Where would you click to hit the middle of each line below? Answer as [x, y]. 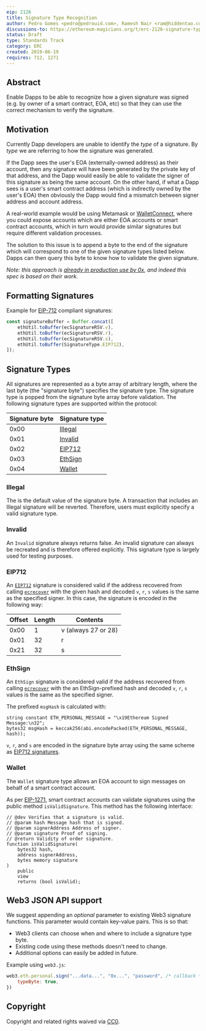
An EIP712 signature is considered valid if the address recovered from [94, 585]
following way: [25, 605]
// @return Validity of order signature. [60, 839]
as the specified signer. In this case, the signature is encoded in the [91, 598]
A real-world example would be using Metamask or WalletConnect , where [100, 214]
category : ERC [25, 47]
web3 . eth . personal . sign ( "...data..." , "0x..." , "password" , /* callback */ [105, 976]
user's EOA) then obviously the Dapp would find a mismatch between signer [103, 195]
